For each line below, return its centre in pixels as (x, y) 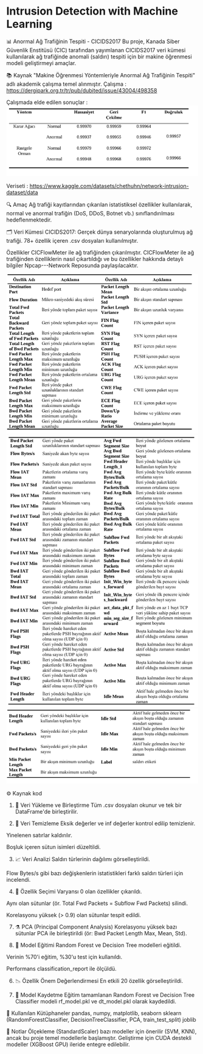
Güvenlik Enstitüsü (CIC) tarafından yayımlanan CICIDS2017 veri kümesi (96, 50)
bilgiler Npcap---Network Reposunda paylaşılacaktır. (72, 265)
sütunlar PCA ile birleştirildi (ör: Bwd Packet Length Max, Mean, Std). (101, 934)
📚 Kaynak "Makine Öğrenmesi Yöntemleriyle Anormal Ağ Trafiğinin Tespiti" (101, 75)
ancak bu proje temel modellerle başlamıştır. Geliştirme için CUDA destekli (99, 1038)
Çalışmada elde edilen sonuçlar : (47, 102)
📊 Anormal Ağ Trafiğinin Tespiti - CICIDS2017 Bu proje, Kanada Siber (93, 41)
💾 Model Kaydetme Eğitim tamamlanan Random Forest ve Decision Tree (105, 995)
